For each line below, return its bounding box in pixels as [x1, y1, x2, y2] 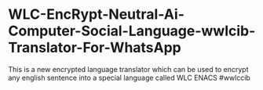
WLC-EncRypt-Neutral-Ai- [8, 5, 184, 23]
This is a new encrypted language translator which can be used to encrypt [8, 64, 249, 74]
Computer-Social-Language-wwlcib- [8, 22, 256, 40]
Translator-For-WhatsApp [8, 39, 182, 56]
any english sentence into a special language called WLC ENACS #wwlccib [8, 73, 251, 82]
